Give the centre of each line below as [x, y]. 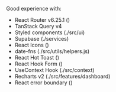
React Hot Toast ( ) [37, 57]
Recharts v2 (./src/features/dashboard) [62, 76]
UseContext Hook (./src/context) [54, 70]
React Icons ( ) [32, 45]
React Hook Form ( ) [39, 64]
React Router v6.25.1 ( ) [42, 20]
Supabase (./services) [42, 39]
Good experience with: [34, 9]
